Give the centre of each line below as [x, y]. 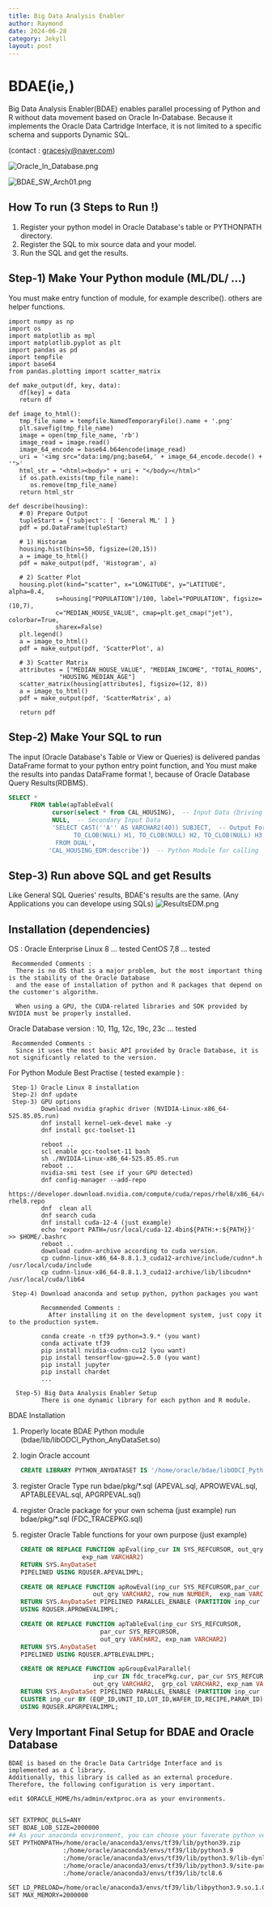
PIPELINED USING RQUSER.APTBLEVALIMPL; [87, 1654]
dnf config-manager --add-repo [94, 1180]
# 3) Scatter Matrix [54, 663]
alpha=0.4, [27, 591]
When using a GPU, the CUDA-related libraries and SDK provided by [132, 1007]
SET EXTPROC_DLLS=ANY [45, 1820]
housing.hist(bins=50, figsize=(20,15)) [88, 549]
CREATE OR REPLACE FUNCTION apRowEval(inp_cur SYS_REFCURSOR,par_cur [140, 1587]
